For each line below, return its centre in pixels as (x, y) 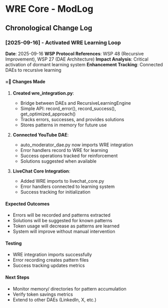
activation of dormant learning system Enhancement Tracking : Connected (84, 64)
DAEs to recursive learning (33, 70)
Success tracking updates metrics (49, 265)
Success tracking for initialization (55, 192)
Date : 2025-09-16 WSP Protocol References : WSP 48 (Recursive (75, 53)
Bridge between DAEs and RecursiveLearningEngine (76, 103)
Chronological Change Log (49, 28)
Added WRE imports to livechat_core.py (62, 181)
